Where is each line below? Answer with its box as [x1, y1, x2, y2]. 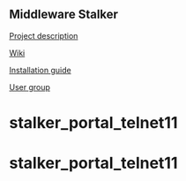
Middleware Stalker [9, 7, 119, 22]
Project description [9, 30, 78, 41]
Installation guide [9, 64, 72, 75]
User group [9, 81, 51, 92]
